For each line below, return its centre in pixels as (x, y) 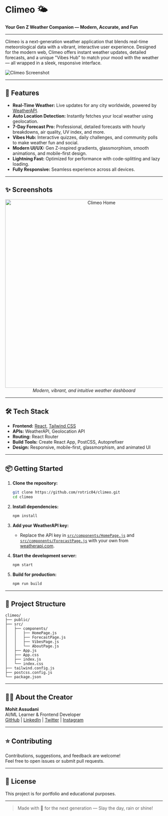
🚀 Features (22, 93)
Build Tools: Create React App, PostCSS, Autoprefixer (68, 442)
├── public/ (17, 620)
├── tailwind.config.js (30, 668)
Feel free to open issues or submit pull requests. (55, 761)
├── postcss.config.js (29, 673)
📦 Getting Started (34, 469)
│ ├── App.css (22, 655)
